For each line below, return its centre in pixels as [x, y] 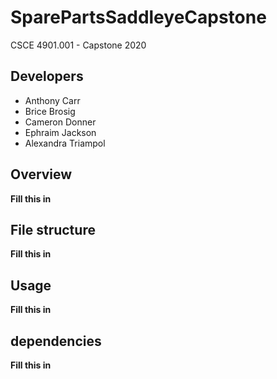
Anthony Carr [52, 100]
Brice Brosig [50, 111]
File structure [53, 229]
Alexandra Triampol [65, 143]
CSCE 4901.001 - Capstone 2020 [78, 45]
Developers [47, 76]
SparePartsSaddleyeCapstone [138, 17]
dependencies [56, 341]
